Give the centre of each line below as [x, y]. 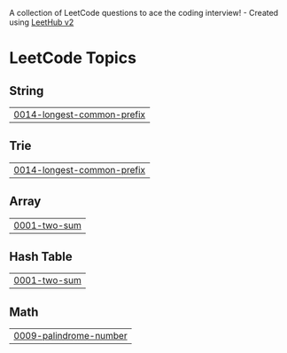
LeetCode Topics [73, 58]
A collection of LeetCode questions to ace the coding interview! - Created [144, 13]
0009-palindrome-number [70, 336]
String [27, 91]
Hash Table [41, 257]
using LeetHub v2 [42, 22]
